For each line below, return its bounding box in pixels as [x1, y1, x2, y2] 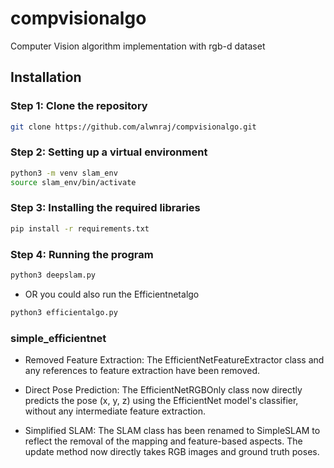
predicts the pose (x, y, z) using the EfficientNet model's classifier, [24, 395, 299, 407]
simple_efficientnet [10, 331, 107, 345]
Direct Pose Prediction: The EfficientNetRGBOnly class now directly [24, 384, 303, 396]
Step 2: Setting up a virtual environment [10, 145, 208, 159]
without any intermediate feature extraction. [24, 405, 207, 417]
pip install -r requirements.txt [10, 223, 150, 234]
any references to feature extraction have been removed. [24, 365, 261, 377]
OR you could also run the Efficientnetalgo [24, 288, 200, 300]
